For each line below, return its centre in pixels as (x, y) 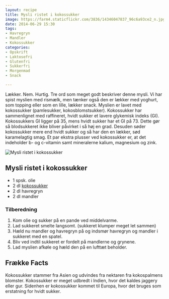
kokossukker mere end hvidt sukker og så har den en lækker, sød (73, 132)
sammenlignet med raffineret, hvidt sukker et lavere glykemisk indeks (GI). (82, 115)
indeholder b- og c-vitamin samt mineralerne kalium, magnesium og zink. (81, 142)
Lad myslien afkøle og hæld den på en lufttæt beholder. (70, 247)
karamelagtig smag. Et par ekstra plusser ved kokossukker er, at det (75, 137)
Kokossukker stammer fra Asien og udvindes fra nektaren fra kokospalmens (84, 275)
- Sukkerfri (18, 66)
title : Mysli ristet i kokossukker (43, 15)
